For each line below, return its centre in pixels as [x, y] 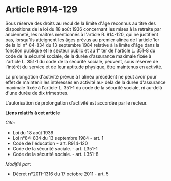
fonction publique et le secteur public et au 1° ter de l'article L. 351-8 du [80, 50]
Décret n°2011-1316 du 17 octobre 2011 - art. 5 [61, 174]
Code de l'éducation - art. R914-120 [50, 143]
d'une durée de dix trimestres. [37, 93]
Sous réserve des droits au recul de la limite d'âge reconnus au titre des [81, 23]
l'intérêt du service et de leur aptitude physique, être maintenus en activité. [84, 67]
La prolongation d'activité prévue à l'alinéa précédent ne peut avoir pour [81, 76]
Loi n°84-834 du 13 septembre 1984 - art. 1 [58, 138]
